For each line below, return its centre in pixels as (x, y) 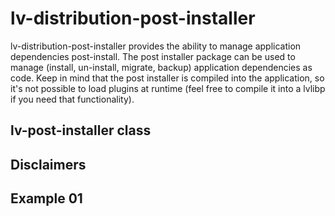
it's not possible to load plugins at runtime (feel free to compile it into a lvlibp (168, 88)
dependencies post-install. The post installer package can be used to (153, 56)
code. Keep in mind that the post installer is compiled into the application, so (167, 78)
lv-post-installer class (81, 130)
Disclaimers (48, 164)
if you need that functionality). (72, 99)
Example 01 (46, 198)
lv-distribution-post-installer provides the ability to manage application (156, 46)
